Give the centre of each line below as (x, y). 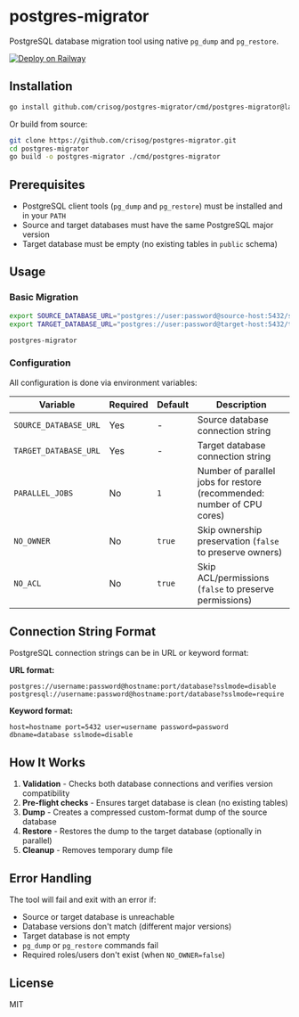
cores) (211, 515)
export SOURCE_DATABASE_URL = (63, 316)
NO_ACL (28, 583)
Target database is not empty (76, 936)
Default (173, 405)
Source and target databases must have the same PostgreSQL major (148, 226)
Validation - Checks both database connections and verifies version (147, 784)
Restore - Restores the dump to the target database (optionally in (142, 832)
